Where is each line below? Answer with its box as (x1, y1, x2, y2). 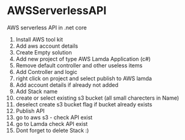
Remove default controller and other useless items (15, 62, 143, 69)
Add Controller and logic (15, 68, 78, 75)
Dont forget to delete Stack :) (15, 127, 89, 134)
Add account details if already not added (15, 81, 118, 89)
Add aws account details (15, 42, 78, 50)
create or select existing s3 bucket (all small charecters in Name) (15, 94, 180, 101)
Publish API (15, 107, 45, 114)
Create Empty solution (15, 48, 72, 56)
